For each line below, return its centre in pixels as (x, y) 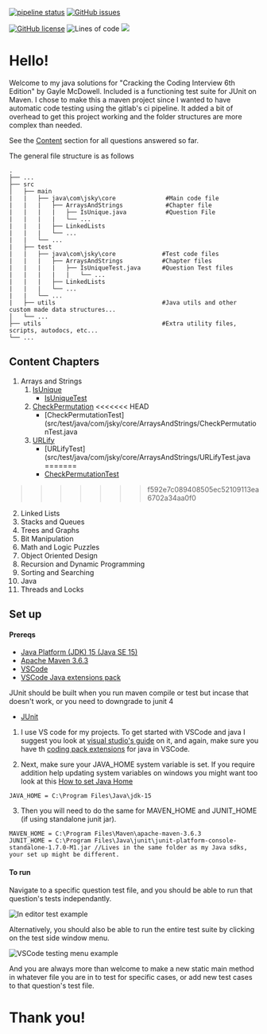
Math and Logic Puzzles (60, 547)
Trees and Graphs (50, 530)
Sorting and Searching (57, 572)
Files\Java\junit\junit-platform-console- (166, 841)
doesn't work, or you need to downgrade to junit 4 (91, 702)
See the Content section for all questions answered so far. (104, 140)
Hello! (29, 61)
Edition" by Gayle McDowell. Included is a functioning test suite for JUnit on (133, 91)
